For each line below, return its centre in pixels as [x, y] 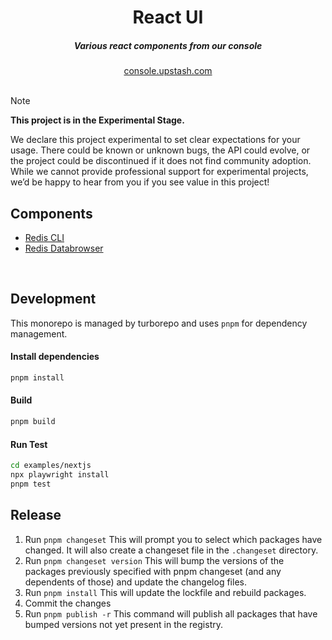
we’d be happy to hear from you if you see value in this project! [140, 182]
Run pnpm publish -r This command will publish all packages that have [171, 613]
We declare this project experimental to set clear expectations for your [155, 140]
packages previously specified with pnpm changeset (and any [153, 571]
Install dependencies [55, 357]
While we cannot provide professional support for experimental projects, [159, 172]
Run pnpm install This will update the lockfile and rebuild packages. [165, 592]
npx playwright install [60, 475]
